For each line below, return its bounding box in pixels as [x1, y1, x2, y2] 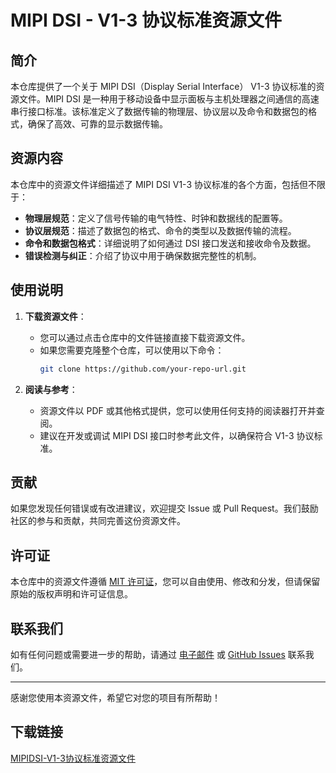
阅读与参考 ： [24, 383, 78, 395]
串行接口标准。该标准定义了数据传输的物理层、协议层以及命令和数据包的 [10, 106, 308, 117]
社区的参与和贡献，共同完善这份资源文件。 [10, 515, 186, 527]
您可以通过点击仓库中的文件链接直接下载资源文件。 [39, 331, 251, 343]
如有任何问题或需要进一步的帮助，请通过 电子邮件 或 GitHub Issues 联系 [10, 648, 306, 660]
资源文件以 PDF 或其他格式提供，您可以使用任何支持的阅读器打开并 [39, 404, 317, 416]
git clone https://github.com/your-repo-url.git [39, 364, 247, 374]
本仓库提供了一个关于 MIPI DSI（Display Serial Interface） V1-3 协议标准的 [10, 81, 317, 92]
